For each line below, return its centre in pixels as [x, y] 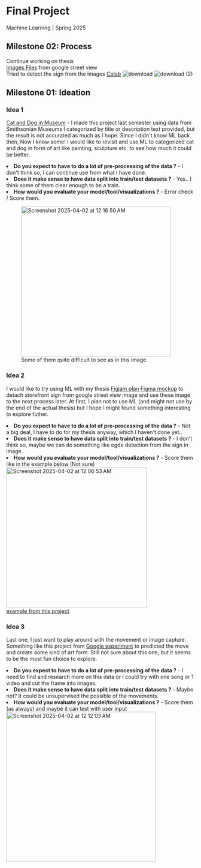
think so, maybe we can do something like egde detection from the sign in [97, 445]
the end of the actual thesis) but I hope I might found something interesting [98, 408]
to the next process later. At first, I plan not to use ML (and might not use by [99, 401]
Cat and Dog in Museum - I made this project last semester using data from [99, 123]
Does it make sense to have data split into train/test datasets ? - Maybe [104, 690]
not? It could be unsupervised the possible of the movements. [83, 696]
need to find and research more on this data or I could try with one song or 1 [100, 677]
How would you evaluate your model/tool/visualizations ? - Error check [104, 192]
